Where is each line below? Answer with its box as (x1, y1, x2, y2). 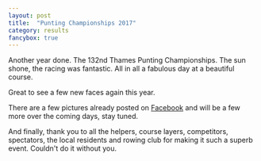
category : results (8, 26, 69, 34)
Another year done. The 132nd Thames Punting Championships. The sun (8, 56, 246, 65)
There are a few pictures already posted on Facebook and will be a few (8, 103, 240, 113)
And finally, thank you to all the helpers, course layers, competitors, (8, 127, 228, 136)
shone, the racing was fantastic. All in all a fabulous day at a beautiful (8, 64, 235, 74)
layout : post (8, 11, 52, 20)
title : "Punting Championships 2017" (8, 19, 136, 27)
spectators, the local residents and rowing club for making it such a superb (8, 136, 253, 145)
